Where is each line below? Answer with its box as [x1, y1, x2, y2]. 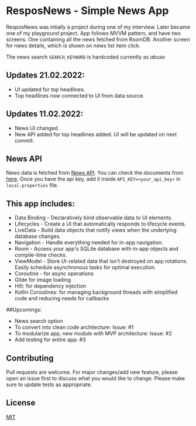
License [6, 398, 36, 408]
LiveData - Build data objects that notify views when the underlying [14, 227, 177, 234]
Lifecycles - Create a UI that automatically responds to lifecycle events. [14, 220, 187, 227]
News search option [14, 317, 63, 325]
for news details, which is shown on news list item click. [6, 42, 141, 49]
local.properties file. [6, 182, 59, 189]
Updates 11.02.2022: [6, 109, 84, 119]
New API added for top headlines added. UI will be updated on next [14, 130, 177, 138]
